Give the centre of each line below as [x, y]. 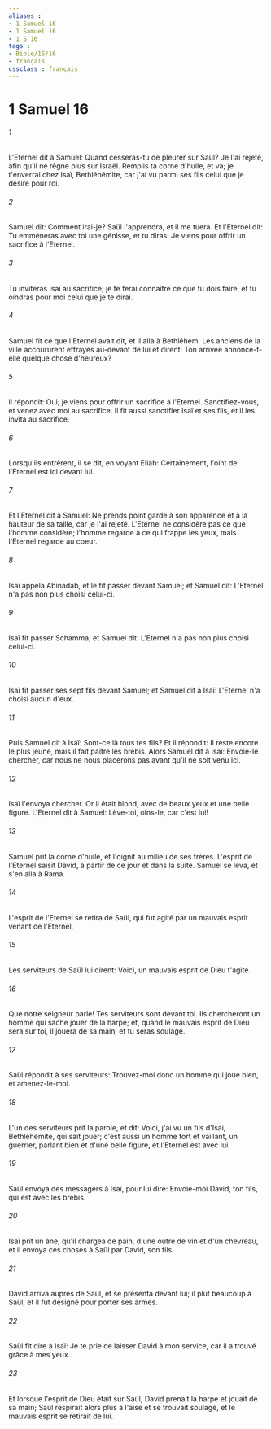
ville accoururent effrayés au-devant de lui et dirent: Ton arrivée [116, 349]
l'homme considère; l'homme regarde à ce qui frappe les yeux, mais [122, 533]
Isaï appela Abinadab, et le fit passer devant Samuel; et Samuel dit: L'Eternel [136, 585]
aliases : [25, 16]
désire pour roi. [34, 183]
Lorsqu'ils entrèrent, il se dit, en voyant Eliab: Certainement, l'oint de [123, 463]
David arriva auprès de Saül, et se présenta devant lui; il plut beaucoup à [130, 1294]
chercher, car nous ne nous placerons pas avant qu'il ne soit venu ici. [125, 760]
